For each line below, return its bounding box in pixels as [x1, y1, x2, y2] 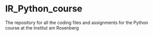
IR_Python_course [5, 3, 82, 14]
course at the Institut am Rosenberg [5, 24, 79, 30]
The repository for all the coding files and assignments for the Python [5, 19, 148, 25]
